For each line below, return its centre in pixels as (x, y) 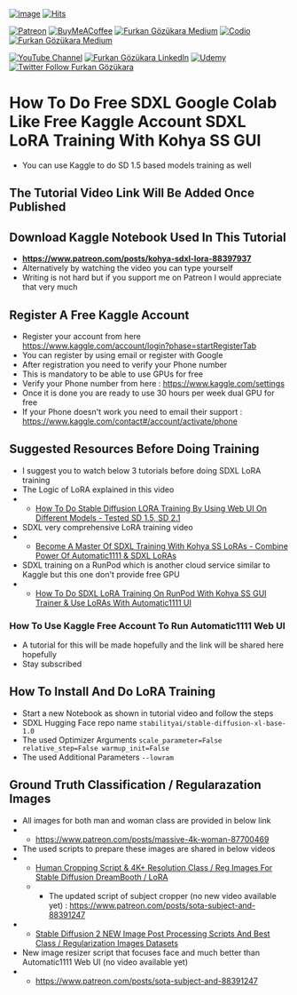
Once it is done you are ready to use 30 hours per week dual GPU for (148, 393)
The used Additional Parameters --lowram (98, 757)
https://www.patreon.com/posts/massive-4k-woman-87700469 (152, 839)
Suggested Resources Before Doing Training (134, 449)
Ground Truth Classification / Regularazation (135, 785)
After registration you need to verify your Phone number (125, 364)
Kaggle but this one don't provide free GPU (101, 574)
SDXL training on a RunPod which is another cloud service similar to (146, 565)
